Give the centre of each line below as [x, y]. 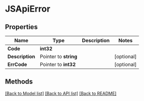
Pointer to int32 [58, 64]
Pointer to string [58, 57]
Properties [21, 27]
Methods [19, 82]
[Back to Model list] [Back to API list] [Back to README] [61, 93]
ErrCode [18, 64]
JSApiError [28, 9]
